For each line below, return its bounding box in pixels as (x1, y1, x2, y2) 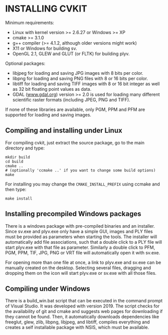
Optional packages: (5, 60, 46, 66)
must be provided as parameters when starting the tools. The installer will (5, 234, 157, 240)
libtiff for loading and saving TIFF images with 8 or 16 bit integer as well (12, 81, 160, 87)
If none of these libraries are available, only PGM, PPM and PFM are (5, 106, 145, 112)
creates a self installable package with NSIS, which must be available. (5, 324, 149, 330)
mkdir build (5, 154, 30, 159)
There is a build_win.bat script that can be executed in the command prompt (5, 298, 163, 304)
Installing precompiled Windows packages (5, 210, 141, 218)
